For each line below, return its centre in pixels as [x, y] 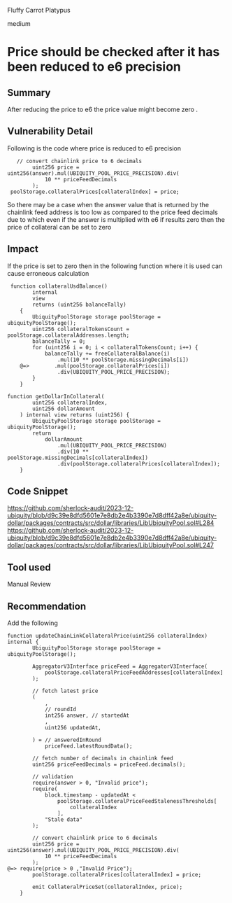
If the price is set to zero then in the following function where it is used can [115, 266]
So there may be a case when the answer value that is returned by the [108, 204]
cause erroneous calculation [48, 273]
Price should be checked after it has [114, 52]
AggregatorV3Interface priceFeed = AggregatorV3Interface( [120, 667]
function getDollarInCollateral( [56, 396]
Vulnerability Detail [50, 131]
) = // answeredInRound [67, 740]
